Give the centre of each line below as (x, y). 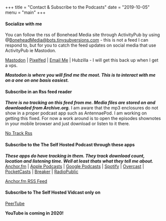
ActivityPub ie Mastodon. (31, 51)
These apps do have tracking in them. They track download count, (75, 156)
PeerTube (15, 203)
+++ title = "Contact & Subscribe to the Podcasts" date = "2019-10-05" (77, 7)
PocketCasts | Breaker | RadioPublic (42, 171)
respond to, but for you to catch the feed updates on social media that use (81, 45)
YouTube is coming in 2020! (35, 213)
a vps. (11, 65)
